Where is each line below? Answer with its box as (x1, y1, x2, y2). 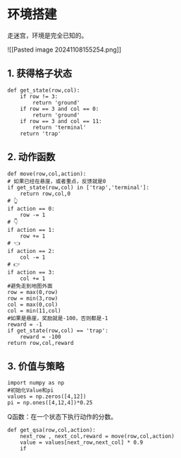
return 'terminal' (32, 124, 87, 131)
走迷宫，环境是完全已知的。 (7, 31, 88, 40)
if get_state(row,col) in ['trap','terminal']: (7, 184, 150, 191)
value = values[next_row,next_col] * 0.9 (20, 439, 143, 446)
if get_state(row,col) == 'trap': (7, 327, 109, 334)
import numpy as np (7, 380, 65, 387)
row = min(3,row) (7, 295, 58, 302)
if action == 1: (7, 226, 55, 233)
